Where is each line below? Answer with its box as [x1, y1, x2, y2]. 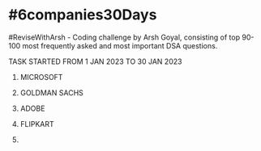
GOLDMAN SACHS [19, 87, 83, 98]
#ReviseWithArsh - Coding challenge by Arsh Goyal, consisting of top [8, 32, 241, 42]
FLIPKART [19, 119, 54, 128]
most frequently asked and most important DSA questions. [22, 40, 218, 50]
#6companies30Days [8, 6, 157, 24]
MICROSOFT [19, 72, 63, 82]
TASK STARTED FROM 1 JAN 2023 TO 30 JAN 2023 [8, 57, 182, 66]
